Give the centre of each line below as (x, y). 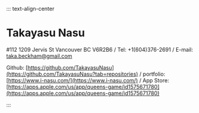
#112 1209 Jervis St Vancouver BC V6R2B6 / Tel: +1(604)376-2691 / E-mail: (100, 49)
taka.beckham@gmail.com (39, 56)
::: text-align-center (30, 9)
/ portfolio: (153, 74)
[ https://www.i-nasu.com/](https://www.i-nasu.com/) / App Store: (88, 80)
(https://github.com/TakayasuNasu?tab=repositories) (72, 74)
